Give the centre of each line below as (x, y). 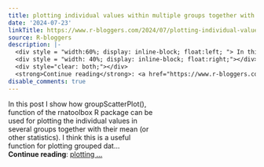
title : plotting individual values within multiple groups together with (132, 15)
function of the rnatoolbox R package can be (81, 112)
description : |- (35, 45)
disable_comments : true (47, 81)
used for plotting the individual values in (73, 121)
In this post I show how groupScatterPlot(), (77, 104)
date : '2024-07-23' (40, 23)
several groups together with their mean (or (79, 129)
